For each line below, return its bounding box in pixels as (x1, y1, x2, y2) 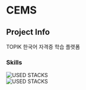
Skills (6, 58, 23, 66)
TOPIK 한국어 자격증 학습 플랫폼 (6, 44, 80, 50)
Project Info (6, 27, 50, 37)
